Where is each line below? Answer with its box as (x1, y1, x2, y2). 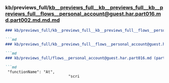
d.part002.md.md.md (5, 17, 60, 24)
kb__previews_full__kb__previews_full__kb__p (48, 4, 163, 11)
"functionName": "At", (7, 69, 55, 74)
